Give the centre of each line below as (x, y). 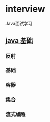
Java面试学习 (19, 23)
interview (25, 9)
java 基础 (19, 41)
